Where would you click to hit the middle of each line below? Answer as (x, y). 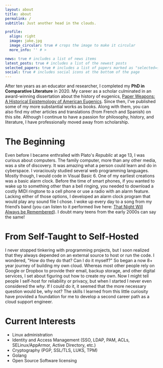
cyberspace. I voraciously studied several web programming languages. (77, 171)
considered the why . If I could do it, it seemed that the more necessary (76, 286)
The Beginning (35, 142)
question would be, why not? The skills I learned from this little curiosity (77, 291)
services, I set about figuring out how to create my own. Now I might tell (77, 276)
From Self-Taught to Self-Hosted (72, 237)
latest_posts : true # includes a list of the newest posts (66, 63)
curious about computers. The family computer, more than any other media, (81, 160)
